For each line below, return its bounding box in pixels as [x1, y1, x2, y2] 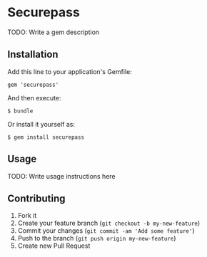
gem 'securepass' [7, 81, 59, 88]
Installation [7, 48, 59, 61]
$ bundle [7, 107, 34, 115]
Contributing [7, 192, 66, 204]
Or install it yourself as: [7, 120, 75, 128]
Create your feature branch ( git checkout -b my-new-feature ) [17, 219, 201, 228]
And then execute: [7, 93, 61, 102]
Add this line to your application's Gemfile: [7, 67, 132, 75]
